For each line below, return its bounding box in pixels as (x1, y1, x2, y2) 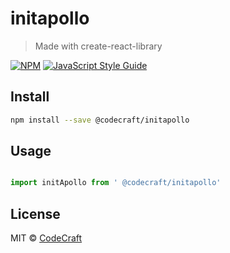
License (10, 205, 61, 222)
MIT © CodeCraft (10, 232, 83, 244)
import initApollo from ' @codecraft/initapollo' (10, 178, 222, 188)
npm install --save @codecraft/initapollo (10, 115, 190, 125)
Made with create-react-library (34, 40, 163, 52)
